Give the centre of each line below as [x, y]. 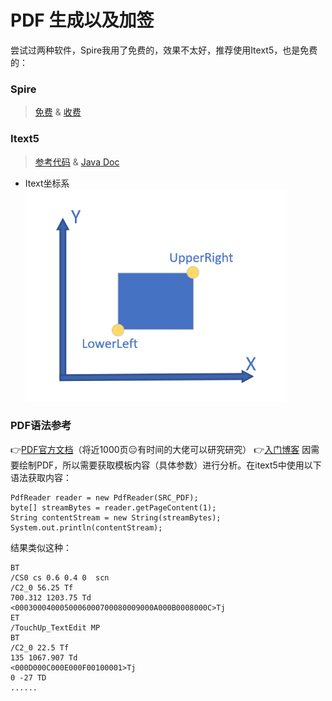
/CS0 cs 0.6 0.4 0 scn [60, 577]
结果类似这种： [41, 547]
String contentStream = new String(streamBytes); [116, 517]
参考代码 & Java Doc [77, 162]
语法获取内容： [41, 477]
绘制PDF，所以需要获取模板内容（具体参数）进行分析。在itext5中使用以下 [170, 465]
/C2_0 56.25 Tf [42, 587]
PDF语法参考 [41, 426]
